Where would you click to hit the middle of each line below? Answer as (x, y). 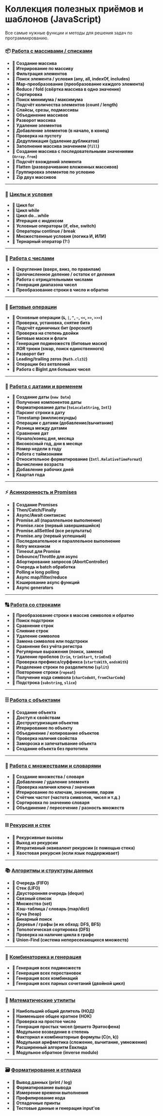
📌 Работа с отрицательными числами (52, 279)
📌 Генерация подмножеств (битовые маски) (60, 343)
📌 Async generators (33, 587)
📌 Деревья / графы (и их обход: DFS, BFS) (56, 925)
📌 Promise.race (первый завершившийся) (56, 525)
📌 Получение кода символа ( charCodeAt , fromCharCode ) (69, 678)
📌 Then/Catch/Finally (34, 510)
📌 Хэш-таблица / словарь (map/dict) (51, 909)
